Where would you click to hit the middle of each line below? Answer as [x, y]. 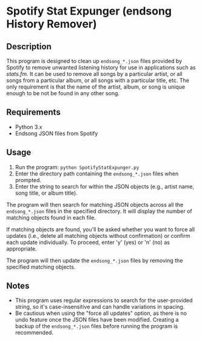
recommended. [34, 333]
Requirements [33, 113]
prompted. [28, 180]
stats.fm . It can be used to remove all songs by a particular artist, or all [95, 74]
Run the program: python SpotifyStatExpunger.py [77, 167]
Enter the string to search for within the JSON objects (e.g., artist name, [105, 186]
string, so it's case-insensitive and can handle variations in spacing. [100, 307]
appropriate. [22, 248]
